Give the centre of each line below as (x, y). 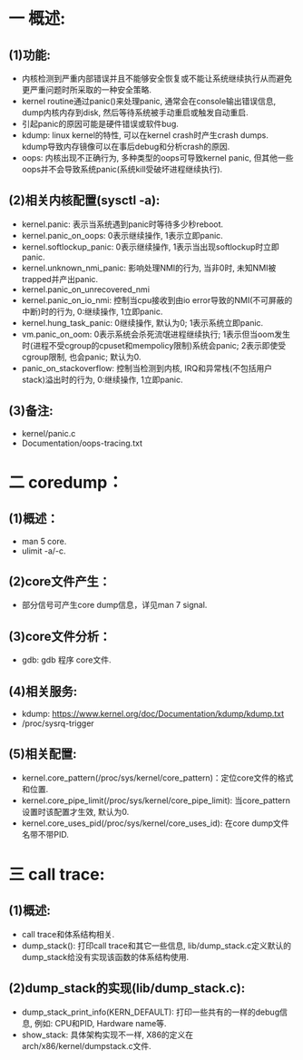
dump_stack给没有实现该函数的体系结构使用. (105, 957)
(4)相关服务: (43, 691)
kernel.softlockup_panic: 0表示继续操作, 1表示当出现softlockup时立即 (150, 247)
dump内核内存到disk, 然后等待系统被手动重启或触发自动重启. (135, 113)
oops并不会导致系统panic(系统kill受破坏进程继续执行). (122, 169)
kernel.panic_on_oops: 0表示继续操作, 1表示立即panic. (122, 235)
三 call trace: (57, 874)
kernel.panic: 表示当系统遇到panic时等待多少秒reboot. (122, 224)
